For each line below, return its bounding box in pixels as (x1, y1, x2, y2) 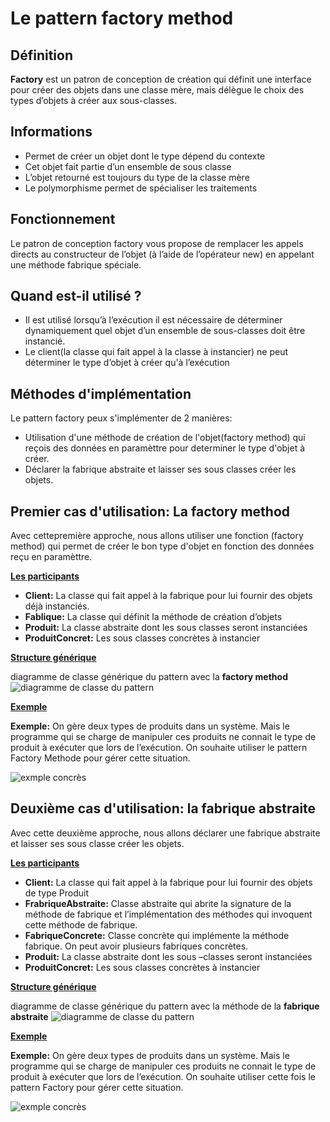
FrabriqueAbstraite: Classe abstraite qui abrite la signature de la (24, 897, 292, 909)
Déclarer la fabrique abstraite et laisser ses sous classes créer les (24, 463, 297, 476)
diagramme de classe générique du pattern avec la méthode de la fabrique (10, 1000, 320, 1012)
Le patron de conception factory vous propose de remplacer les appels (10, 237, 304, 249)
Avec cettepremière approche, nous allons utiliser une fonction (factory (10, 530, 304, 542)
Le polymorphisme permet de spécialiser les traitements (24, 182, 258, 194)
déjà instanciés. (24, 600, 90, 612)
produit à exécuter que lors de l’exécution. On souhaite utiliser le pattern (10, 742, 308, 754)
